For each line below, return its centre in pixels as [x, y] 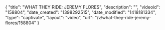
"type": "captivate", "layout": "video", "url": [49, 17]
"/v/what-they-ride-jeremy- [123, 17]
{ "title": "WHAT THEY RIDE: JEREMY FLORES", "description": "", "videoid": [83, 7]
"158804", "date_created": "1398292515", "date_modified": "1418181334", [81, 12]
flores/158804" [21, 23]
